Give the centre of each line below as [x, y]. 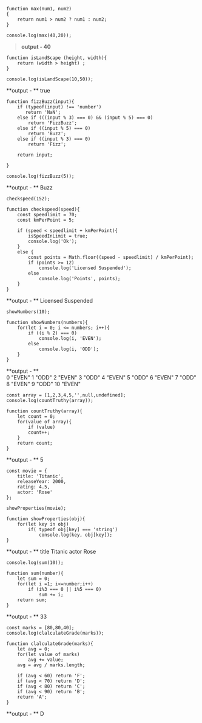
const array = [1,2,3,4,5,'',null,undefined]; [66, 395]
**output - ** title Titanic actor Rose [51, 552]
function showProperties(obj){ [46, 519]
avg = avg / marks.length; [51, 665]
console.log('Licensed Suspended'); [85, 268]
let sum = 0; [34, 579]
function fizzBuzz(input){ [40, 102]
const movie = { [27, 471]
